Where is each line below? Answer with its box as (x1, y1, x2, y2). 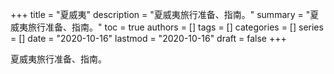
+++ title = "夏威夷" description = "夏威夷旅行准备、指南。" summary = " (10, 9, 311, 20)
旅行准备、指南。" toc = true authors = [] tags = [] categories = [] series (27, 21, 324, 33)
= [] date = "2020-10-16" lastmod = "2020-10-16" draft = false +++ (10, 33, 287, 44)
